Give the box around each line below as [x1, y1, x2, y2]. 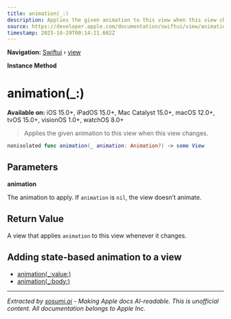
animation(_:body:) [16, 277, 71, 285]
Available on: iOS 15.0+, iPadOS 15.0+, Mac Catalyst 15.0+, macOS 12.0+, [7, 108, 215, 117]
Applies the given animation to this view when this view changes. [23, 129, 208, 138]
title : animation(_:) [7, 10, 69, 17]
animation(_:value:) [16, 269, 71, 278]
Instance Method [7, 61, 57, 70]
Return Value [7, 213, 64, 225]
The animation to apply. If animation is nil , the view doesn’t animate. [7, 193, 202, 201]
